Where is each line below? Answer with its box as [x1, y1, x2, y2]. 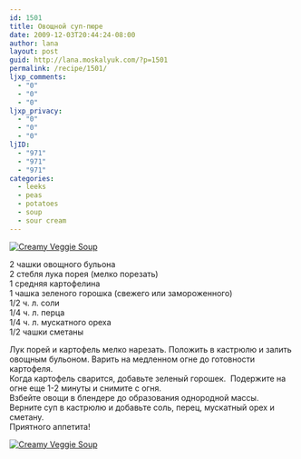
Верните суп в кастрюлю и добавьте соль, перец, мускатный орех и [9, 402, 275, 413]
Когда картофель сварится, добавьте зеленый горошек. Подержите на [9, 373, 286, 384]
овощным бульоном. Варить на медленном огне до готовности [9, 354, 256, 364]
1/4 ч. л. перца [9, 306, 65, 318]
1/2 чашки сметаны [9, 326, 84, 337]
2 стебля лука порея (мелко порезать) [9, 268, 159, 279]
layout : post [9, 47, 59, 56]
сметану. [9, 411, 44, 423]
